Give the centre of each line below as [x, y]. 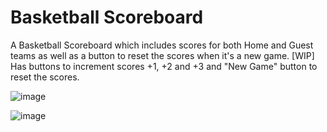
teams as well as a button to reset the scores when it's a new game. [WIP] [162, 55]
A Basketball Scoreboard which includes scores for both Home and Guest [162, 45]
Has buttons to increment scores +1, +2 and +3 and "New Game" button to [164, 66]
